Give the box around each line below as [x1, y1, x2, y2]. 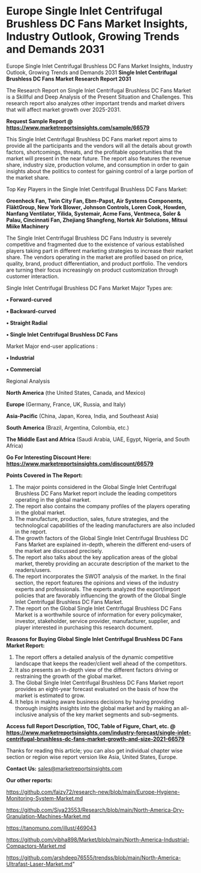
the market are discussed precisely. [14, 547, 103, 554]
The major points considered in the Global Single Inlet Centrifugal [14, 483, 177, 490]
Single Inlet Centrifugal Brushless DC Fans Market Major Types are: [6, 284, 173, 291]
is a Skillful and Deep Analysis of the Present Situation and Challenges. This [6, 93, 193, 100]
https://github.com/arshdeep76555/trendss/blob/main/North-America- [6, 854, 181, 861]
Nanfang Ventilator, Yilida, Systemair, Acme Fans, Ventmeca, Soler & [6, 210, 181, 217]
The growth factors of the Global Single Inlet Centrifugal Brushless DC [14, 534, 189, 541]
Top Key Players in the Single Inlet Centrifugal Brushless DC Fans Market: [6, 185, 188, 193]
